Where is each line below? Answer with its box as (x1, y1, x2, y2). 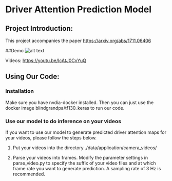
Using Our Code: (5, 72, 60, 81)
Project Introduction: (5, 24, 73, 33)
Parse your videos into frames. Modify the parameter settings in (12, 154, 148, 160)
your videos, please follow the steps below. (5, 134, 97, 140)
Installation (5, 88, 34, 95)
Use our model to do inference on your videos (5, 117, 122, 125)
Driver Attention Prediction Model (5, 4, 152, 15)
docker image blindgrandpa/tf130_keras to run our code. (5, 105, 125, 111)
